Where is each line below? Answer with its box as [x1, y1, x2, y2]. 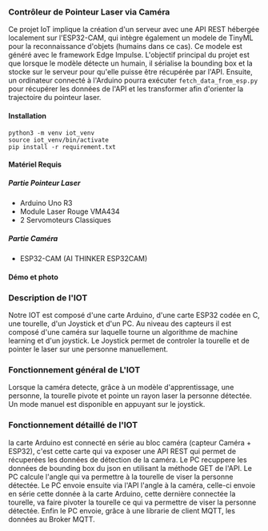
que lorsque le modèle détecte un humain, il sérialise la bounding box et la [8, 58, 254, 68]
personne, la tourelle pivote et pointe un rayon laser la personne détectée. [8, 391, 252, 400]
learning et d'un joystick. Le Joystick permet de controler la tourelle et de [8, 336, 250, 345]
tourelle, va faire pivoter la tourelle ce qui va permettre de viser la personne [8, 497, 257, 507]
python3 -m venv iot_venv [8, 129, 94, 137]
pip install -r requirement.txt [8, 143, 116, 151]
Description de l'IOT [8, 292, 88, 303]
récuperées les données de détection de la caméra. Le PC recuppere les [8, 455, 247, 465]
